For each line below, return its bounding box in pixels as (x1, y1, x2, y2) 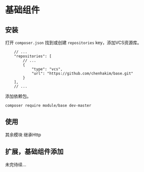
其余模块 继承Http (5, 132, 41, 138)
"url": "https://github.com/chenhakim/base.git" (31, 71, 134, 76)
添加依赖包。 (5, 93, 31, 99)
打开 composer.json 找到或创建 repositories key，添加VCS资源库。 (5, 40, 142, 45)
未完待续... (5, 161, 27, 168)
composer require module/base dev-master (5, 103, 92, 108)
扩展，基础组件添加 (5, 147, 64, 156)
